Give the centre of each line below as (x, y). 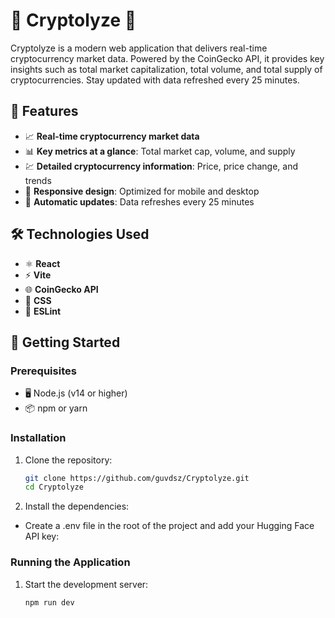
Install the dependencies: (77, 506)
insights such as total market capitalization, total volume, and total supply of (166, 69)
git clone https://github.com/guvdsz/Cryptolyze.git (137, 478)
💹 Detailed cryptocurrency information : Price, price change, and (161, 166)
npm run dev (49, 602)
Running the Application (70, 562)
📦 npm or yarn (56, 408)
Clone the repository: (68, 460)
